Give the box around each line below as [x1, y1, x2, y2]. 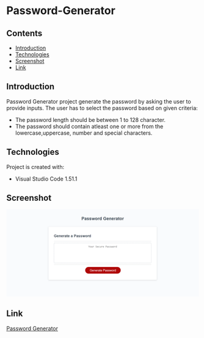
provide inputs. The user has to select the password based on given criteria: [6, 104, 199, 111]
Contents [6, 28, 43, 39]
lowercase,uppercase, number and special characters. [15, 129, 153, 137]
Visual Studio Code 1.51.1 [15, 175, 78, 182]
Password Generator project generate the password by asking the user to [6, 97, 191, 105]
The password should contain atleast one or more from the [15, 122, 164, 130]
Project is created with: [6, 163, 65, 170]
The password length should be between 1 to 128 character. [15, 116, 166, 123]
